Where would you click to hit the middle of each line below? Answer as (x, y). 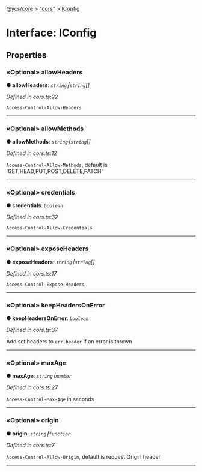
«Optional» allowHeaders (44, 72)
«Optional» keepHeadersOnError (56, 305)
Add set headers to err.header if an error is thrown (69, 342)
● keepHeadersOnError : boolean (47, 318)
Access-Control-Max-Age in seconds (50, 399)
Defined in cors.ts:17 (32, 273)
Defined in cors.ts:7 (31, 445)
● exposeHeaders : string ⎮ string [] (50, 262)
